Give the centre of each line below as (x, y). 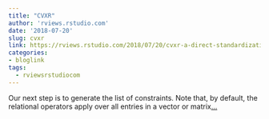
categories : (28, 53)
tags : (17, 68)
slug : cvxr (26, 38)
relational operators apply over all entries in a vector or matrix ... (113, 106)
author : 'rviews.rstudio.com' (59, 23)
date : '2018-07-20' (41, 30)
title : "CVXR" (32, 16)
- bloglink (26, 61)
